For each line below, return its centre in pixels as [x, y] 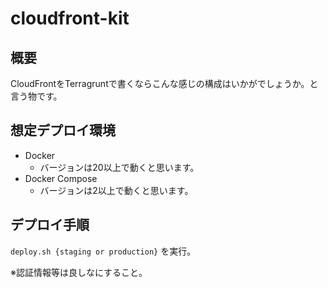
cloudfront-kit [70, 18]
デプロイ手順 [50, 225]
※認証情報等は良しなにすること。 [79, 272]
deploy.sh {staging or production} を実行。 [103, 251]
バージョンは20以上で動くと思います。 [119, 167]
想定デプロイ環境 [63, 130]
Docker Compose [61, 178]
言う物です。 [36, 96]
